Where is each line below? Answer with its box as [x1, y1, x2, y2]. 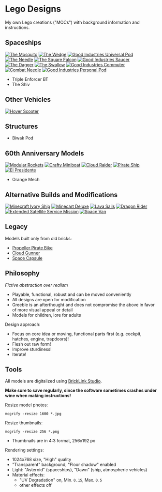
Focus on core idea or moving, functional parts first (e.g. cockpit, [12, 331, 142, 337]
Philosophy [5, 269, 40, 277]
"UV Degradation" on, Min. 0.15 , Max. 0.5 [19, 477, 103, 483]
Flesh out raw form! [12, 341, 51, 347]
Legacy [5, 223, 28, 231]
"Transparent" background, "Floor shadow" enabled [12, 461, 116, 468]
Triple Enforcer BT [12, 76, 48, 82]
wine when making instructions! [5, 393, 71, 399]
